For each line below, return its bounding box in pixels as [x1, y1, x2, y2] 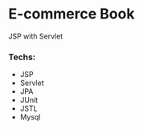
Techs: [8, 51, 36, 63]
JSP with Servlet [8, 31, 63, 41]
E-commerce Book [8, 5, 135, 23]
